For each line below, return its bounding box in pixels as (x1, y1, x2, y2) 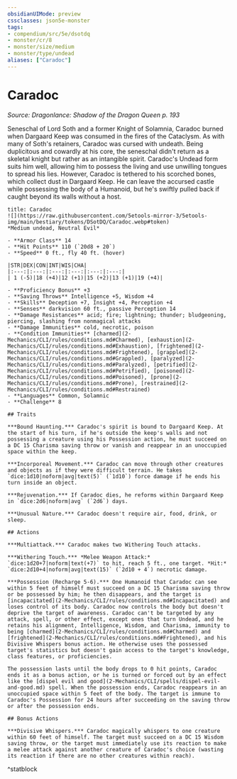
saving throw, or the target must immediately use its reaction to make (7, 739, 227, 747)
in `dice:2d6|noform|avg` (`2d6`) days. (7, 497, 129, 504)
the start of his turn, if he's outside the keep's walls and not (7, 429, 208, 436)
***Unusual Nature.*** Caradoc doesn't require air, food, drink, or (7, 510, 218, 517)
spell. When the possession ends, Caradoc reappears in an (48, 684, 227, 691)
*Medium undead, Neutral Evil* (7, 224, 100, 231)
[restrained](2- (140, 380, 189, 387)
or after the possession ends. (7, 702, 100, 709)
